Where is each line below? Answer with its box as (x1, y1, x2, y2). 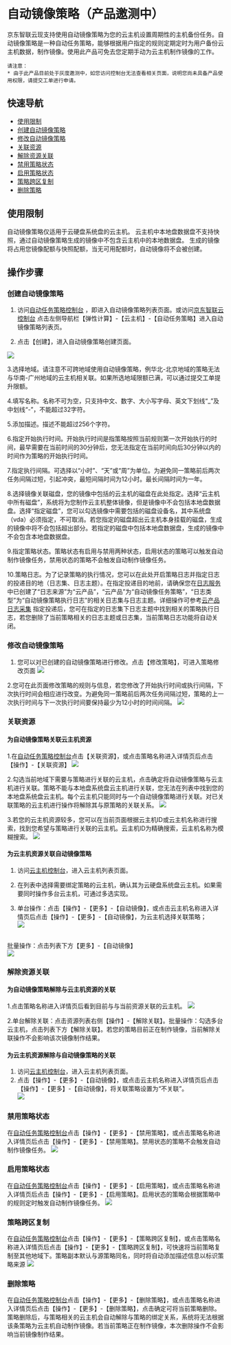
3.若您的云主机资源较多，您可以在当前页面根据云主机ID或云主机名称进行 (7, 815, 212, 823)
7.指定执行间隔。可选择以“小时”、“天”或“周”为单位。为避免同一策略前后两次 (7, 467, 221, 475)
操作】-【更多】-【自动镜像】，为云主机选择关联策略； (53, 912, 207, 921)
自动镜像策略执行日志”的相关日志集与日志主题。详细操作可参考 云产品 (24, 596, 220, 605)
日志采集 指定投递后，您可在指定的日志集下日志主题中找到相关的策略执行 (7, 605, 214, 613)
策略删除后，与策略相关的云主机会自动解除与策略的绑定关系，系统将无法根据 (7, 1313, 224, 1322)
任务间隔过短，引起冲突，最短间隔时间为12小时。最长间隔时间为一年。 (7, 475, 206, 483)
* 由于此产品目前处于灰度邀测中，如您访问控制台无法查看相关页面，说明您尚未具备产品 (7, 69, 218, 76)
